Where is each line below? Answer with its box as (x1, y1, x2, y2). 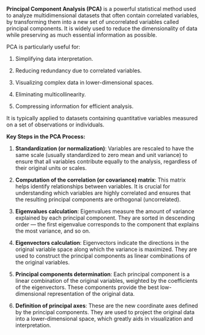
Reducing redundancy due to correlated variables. (15, 67, 142, 74)
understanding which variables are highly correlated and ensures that (15, 190, 191, 196)
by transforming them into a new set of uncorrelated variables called (6, 18, 179, 25)
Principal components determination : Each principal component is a (15, 271, 190, 278)
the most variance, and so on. (15, 227, 91, 234)
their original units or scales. (15, 164, 87, 171)
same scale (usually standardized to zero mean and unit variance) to (15, 152, 188, 158)
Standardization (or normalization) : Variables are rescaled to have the (15, 145, 194, 152)
